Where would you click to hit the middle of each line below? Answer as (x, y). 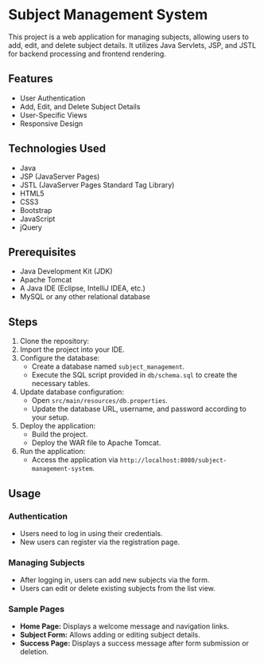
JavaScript (37, 219)
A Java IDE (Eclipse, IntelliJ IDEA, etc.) (82, 288)
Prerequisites (42, 252)
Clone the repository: (54, 341)
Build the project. (60, 434)
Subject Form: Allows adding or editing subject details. (110, 635)
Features (31, 79)
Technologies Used (57, 149)
